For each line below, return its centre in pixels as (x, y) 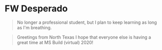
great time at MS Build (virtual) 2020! (55, 42)
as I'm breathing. (34, 27)
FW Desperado (36, 9)
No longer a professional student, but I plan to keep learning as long (87, 22)
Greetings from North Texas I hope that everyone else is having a (84, 37)
